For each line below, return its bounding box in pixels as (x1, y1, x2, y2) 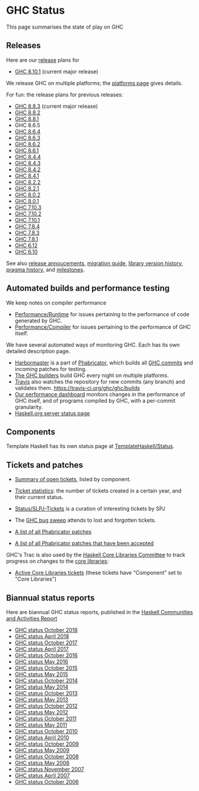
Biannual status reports (6, 593, 95, 603)
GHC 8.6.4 (14, 127, 41, 135)
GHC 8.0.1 (14, 197, 39, 204)
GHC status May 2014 (14, 683, 69, 690)
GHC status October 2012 (14, 702, 78, 709)
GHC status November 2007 (14, 766, 84, 773)
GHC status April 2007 (14, 772, 70, 779)
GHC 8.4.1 (14, 172, 40, 179)
